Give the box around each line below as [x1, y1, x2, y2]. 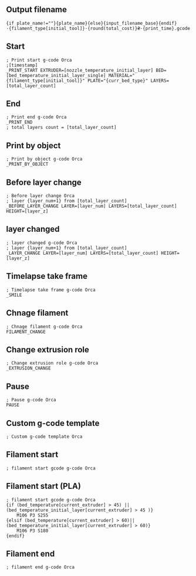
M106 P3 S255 [16, 512, 49, 518]
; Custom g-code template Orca [6, 434, 83, 440]
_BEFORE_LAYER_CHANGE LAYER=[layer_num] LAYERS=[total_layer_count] [6, 203, 177, 209]
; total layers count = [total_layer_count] [6, 125, 117, 131]
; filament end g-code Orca [6, 564, 75, 570]
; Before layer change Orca [6, 193, 75, 199]
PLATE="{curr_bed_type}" [87, 78, 148, 84]
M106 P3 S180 [16, 528, 49, 534]
